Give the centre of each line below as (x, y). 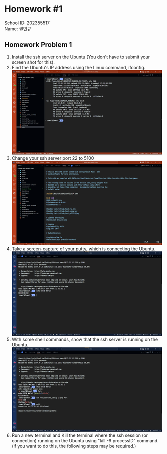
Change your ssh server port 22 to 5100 (53, 158)
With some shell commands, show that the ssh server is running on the (85, 340)
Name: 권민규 (18, 29)
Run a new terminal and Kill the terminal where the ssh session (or (80, 435)
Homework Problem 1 (38, 45)
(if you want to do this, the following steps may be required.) (74, 446)
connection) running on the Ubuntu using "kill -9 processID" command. (85, 441)
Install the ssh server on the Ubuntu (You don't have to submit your (81, 57)
